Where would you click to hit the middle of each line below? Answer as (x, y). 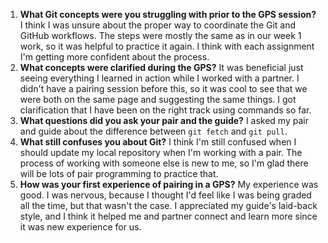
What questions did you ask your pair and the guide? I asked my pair (164, 120)
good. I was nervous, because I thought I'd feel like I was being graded (165, 195)
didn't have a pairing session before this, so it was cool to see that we (163, 88)
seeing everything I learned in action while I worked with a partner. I (159, 78)
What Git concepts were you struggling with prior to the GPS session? (168, 14)
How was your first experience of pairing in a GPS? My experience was (169, 184)
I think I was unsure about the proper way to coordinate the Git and (158, 25)
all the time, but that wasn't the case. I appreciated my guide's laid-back (168, 205)
